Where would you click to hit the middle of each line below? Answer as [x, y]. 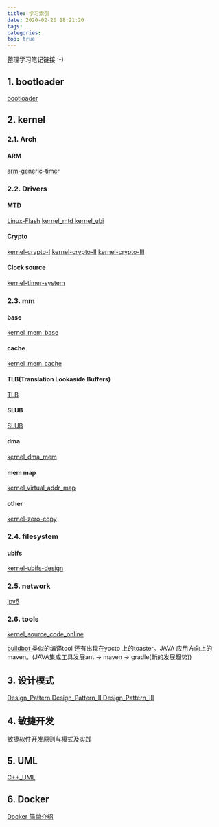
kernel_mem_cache [35, 364]
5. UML [22, 761]
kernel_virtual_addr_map [42, 488]
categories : [24, 33]
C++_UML [21, 777]
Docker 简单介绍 [30, 817]
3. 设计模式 [31, 681]
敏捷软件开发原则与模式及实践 [49, 739]
